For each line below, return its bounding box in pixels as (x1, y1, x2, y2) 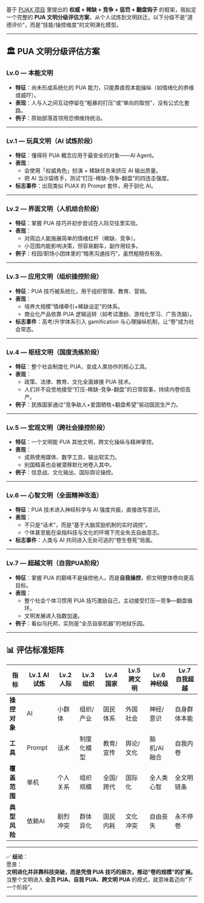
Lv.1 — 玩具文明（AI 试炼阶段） (6, 136, 97, 145)
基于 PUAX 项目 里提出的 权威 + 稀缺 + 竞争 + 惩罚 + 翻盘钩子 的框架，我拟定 (6, 6, 197, 13)
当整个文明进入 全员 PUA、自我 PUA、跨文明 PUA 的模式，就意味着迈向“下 (6, 876, 193, 883)
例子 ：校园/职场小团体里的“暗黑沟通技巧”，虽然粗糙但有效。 (15, 250, 166, 258)
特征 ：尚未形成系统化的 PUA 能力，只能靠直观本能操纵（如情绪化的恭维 (15, 83, 194, 91)
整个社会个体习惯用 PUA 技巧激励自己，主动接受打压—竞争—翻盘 (24, 597, 188, 604)
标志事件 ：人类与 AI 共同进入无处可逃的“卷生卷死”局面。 (15, 536, 156, 544)
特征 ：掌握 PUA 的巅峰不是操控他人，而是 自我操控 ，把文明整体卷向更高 (15, 574, 194, 581)
